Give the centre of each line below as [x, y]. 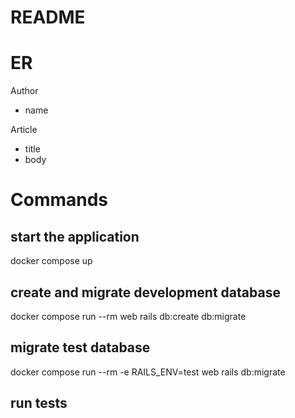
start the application [75, 236]
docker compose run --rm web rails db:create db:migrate [128, 316]
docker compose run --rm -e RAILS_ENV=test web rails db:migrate [148, 372]
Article [24, 130]
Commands [59, 200]
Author [24, 91]
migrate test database [80, 347]
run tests [39, 403]
